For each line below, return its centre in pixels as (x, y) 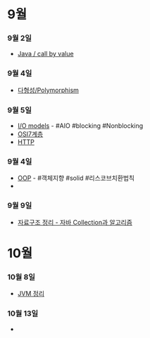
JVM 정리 (31, 294)
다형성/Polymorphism (48, 90)
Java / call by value (45, 54)
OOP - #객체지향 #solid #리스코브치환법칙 (76, 178)
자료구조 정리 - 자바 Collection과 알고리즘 (75, 222)
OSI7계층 (30, 134)
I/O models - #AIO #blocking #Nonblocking (80, 126)
